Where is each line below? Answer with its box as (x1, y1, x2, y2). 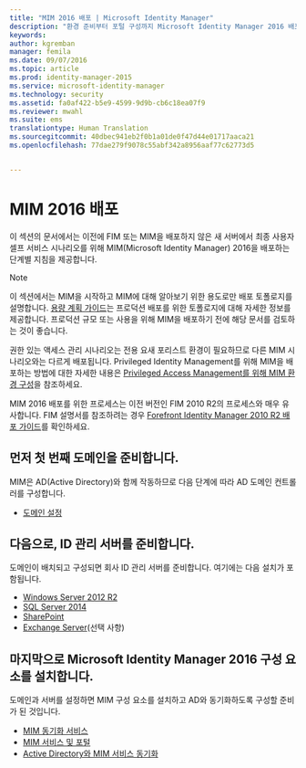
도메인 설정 (22, 507, 63, 518)
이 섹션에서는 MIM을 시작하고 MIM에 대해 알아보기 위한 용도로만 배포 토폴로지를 (9, 290, 293, 301)
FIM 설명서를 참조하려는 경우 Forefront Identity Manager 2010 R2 (43, 409, 280, 420)
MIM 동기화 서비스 (22, 725, 89, 736)
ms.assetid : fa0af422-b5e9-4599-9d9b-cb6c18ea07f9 (9, 98, 206, 108)
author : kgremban (9, 38, 76, 48)
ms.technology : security (9, 89, 104, 99)
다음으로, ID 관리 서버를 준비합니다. (9, 536, 195, 552)
